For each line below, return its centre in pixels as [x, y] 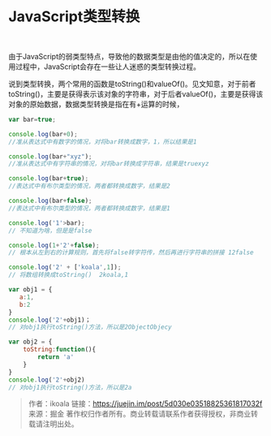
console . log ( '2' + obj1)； [50, 320]
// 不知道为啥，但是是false [50, 231]
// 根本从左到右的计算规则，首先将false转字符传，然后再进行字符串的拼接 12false [131, 253]
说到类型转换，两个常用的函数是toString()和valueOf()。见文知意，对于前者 [132, 84]
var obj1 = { [30, 290]
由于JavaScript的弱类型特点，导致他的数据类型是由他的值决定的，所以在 [129, 56]
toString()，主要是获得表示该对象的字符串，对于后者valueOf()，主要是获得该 [136, 93]
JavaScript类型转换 [74, 17]
